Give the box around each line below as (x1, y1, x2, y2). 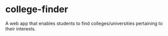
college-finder (5, 4, 68, 15)
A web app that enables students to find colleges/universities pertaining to (5, 20, 163, 26)
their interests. (5, 25, 36, 31)
